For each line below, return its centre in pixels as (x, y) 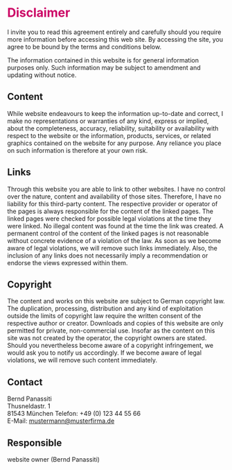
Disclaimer (39, 13)
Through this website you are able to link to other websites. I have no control (116, 189)
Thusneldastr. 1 (29, 406)
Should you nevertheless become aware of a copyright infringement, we (110, 346)
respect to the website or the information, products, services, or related (109, 135)
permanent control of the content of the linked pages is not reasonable (108, 233)
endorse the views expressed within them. (68, 262)
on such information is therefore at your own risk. (78, 150)
